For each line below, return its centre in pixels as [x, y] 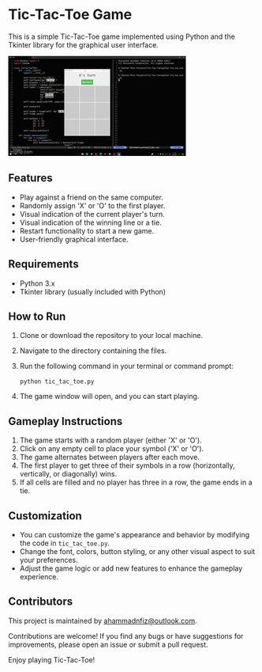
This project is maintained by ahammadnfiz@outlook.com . [103, 621]
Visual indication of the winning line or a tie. [90, 222]
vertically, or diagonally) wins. [68, 474]
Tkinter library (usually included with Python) [93, 291]
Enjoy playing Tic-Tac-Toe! [52, 659]
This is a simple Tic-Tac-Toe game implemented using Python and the [122, 36]
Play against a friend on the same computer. [91, 197]
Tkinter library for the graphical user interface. [84, 44]
